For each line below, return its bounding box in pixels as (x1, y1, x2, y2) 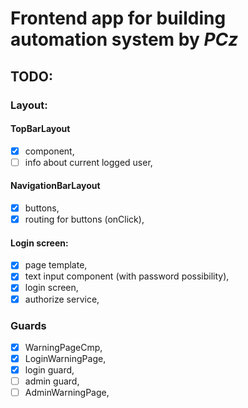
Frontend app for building (10, 7, 227, 30)
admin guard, (24, 375, 80, 387)
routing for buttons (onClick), (24, 213, 145, 226)
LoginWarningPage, (24, 352, 107, 364)
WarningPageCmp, (24, 341, 103, 353)
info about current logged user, (24, 156, 153, 168)
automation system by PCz (10, 28, 239, 51)
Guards (10, 318, 47, 332)
